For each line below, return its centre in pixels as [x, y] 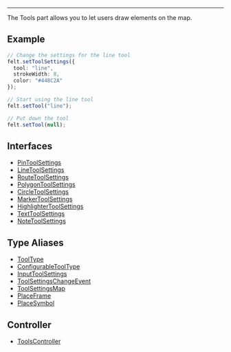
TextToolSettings [41, 214]
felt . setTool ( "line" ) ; [40, 106]
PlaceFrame [34, 296]
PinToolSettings [39, 163]
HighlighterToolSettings [50, 206]
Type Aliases [35, 242]
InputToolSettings [42, 274]
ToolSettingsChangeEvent [54, 281]
